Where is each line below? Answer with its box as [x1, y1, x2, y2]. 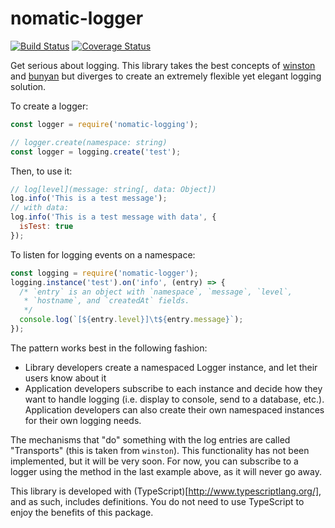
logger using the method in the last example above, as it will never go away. [10, 465, 322, 477]
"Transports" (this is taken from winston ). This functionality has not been [10, 444, 310, 456]
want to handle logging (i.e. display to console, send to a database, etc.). [24, 393, 325, 405]
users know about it [24, 372, 107, 384]
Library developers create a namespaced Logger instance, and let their [24, 361, 318, 373]
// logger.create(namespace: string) [10, 137, 168, 147]
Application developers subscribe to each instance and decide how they [24, 382, 323, 394]
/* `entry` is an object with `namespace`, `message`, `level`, [19, 287, 293, 297]
